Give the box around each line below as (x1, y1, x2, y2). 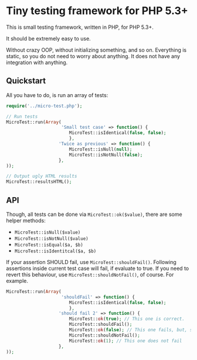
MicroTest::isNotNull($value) (14, 235, 89, 242)
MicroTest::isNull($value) (14, 229, 81, 235)
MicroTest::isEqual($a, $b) (14, 242, 83, 248)
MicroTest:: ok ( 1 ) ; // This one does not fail (69, 338, 182, 344)
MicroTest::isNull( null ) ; (69, 146, 133, 152)
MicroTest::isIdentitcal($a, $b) (14, 248, 97, 254)
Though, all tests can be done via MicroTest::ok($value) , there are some (6, 211, 183, 218)
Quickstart (6, 76, 46, 86)
